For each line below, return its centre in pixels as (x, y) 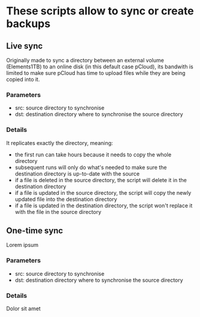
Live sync (25, 46)
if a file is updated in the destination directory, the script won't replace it (104, 206)
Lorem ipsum (22, 245)
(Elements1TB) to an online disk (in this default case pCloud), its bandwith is (100, 67)
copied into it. (23, 79)
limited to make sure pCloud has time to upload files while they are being (96, 73)
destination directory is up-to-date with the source (77, 173)
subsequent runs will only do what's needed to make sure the (91, 167)
